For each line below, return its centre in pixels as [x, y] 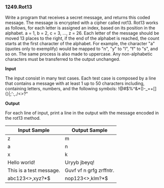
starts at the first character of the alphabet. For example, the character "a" [80, 44]
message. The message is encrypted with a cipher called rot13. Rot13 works [82, 23]
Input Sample [34, 130]
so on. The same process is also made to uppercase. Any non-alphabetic [79, 54]
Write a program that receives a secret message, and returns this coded [78, 18]
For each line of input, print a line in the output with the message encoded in [82, 113]
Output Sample [90, 130]
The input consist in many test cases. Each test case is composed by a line [81, 78]
